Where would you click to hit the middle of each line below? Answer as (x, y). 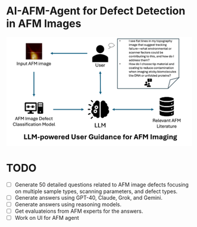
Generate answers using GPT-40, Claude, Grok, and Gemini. (88, 197)
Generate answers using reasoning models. (68, 204)
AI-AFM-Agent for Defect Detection (96, 11)
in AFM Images (44, 24)
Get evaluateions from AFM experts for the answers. (79, 211)
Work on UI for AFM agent (47, 217)
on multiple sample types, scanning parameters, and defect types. (96, 191)
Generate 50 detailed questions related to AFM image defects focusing (102, 184)
